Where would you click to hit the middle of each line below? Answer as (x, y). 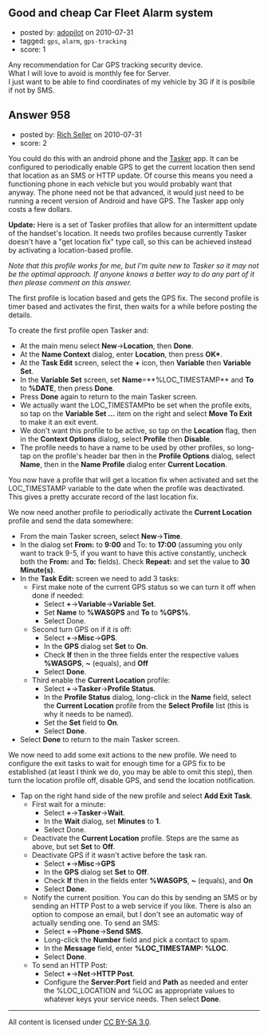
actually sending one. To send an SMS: (96, 922)
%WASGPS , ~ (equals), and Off (96, 663)
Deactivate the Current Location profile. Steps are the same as (135, 838)
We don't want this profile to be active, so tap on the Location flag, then (138, 431)
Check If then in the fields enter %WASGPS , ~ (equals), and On (148, 880)
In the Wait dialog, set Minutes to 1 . (102, 821)
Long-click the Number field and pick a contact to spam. (137, 939)
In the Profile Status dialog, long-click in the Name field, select (147, 697)
